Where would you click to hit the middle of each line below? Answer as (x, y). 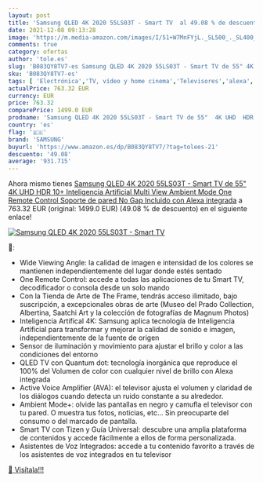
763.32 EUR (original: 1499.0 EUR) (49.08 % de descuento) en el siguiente (128, 209)
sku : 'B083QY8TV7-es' (43, 74)
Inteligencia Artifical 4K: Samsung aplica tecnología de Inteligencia (127, 321)
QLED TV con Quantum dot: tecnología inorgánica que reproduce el (128, 363)
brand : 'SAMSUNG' (36, 139)
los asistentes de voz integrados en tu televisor (95, 455)
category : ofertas (38, 52)
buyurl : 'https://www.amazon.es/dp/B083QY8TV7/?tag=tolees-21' (113, 147)
